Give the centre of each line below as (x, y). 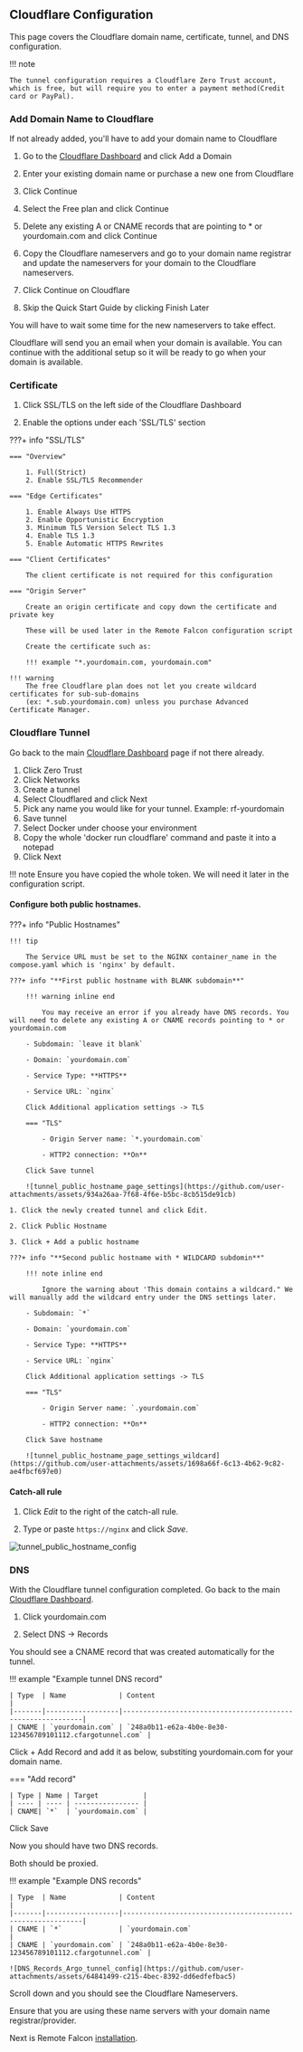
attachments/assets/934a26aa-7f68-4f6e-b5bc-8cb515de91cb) (123, 1194)
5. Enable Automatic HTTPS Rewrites (95, 544)
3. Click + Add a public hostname (75, 1242)
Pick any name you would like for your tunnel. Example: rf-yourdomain (153, 808)
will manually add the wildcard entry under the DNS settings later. (143, 1297)
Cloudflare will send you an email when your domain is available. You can (146, 343)
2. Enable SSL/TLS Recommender (85, 480)
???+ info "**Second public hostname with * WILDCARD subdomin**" (137, 1258)
